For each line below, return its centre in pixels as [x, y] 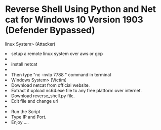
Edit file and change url [35, 101]
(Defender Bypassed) [50, 30]
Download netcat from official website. [51, 85]
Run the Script [26, 111]
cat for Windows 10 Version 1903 [74, 20]
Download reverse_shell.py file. [43, 96]
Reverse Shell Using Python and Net [81, 9]
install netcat [24, 64]
